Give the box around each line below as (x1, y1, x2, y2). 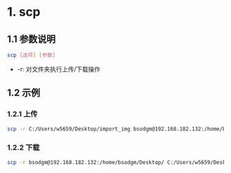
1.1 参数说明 (7, 33, 56, 45)
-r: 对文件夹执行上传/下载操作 (16, 65, 101, 73)
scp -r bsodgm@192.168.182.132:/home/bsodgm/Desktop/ (7, 159, 165, 165)
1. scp (7, 4, 41, 20)
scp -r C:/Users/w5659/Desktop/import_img (7, 125, 131, 132)
